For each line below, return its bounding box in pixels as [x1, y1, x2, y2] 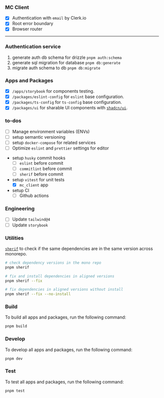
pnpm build [5, 324, 27, 329]
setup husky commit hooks [12, 155, 66, 161]
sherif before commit [19, 171, 63, 177]
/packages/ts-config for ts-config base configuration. [12, 99, 122, 105]
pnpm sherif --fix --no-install [5, 292, 71, 297]
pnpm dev [5, 356, 23, 361]
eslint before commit [19, 160, 63, 166]
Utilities [5, 234, 24, 241]
